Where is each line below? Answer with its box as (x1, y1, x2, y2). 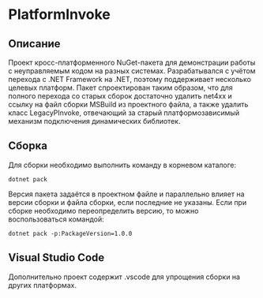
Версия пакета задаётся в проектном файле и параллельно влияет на (8, 189, 245, 199)
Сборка (8, 140, 47, 153)
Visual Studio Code (8, 251, 105, 265)
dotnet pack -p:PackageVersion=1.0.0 (8, 229, 133, 237)
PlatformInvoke (8, 6, 111, 24)
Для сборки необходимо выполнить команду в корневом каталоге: (8, 160, 237, 169)
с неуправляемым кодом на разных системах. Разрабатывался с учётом (8, 66, 256, 76)
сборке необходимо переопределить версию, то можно (8, 206, 199, 215)
